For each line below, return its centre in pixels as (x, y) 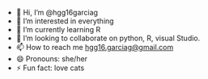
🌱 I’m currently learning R (58, 29)
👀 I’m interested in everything (65, 21)
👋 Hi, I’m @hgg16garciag (57, 12)
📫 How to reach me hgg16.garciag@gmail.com (95, 47)
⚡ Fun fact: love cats (50, 68)
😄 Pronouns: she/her (51, 59)
